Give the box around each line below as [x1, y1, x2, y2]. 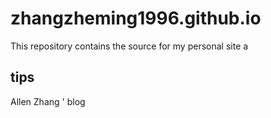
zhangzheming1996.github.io [10, 7, 262, 30]
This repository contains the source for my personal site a [10, 40, 249, 52]
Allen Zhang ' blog [10, 95, 86, 107]
